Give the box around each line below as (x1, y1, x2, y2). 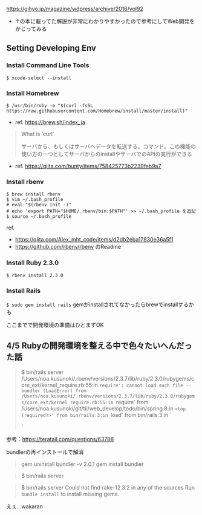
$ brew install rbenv (6, 191, 61, 197)
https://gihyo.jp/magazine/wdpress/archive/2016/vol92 (6, 5, 143, 12)
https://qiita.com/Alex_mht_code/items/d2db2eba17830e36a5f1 (15, 236, 174, 243)
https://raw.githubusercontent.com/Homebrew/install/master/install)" (6, 108, 188, 114)
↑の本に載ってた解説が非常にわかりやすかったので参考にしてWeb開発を (15, 18, 195, 25)
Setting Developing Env (6, 43, 97, 53)
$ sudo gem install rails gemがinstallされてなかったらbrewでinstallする (6, 301, 189, 308)
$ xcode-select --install (6, 75, 71, 81)
